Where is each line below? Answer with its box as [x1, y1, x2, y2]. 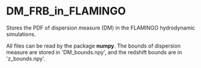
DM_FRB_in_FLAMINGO [6, 4, 126, 18]
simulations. [6, 30, 36, 37]
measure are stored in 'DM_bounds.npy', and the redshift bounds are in [6, 48, 182, 55]
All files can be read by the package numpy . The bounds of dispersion [6, 42, 181, 49]
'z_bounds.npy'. [6, 55, 46, 62]
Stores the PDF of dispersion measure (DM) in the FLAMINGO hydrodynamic [6, 24, 196, 31]
